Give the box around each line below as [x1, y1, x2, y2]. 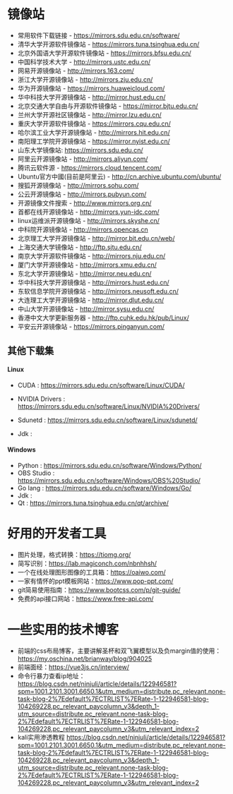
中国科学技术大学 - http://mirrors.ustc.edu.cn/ [17, 57, 151, 66]
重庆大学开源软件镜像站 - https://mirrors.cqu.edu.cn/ [17, 119, 172, 128]
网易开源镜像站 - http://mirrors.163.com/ [17, 66, 134, 75]
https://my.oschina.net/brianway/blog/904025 [17, 654, 153, 663]
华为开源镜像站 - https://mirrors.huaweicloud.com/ [17, 84, 165, 92]
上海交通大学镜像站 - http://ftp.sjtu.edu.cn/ [17, 243, 143, 251]
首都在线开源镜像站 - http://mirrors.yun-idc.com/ [17, 207, 160, 216]
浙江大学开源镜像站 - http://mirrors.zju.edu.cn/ [17, 75, 153, 83]
